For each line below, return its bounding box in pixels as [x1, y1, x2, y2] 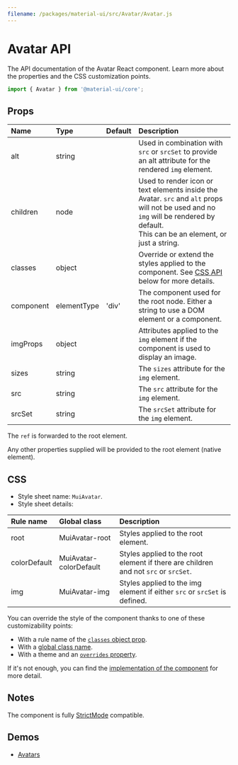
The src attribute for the [137, 384, 218, 394]
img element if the [137, 334, 197, 344]
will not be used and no [137, 203, 216, 212]
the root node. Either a [137, 297, 212, 307]
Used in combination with [137, 138, 223, 148]
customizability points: [7, 621, 73, 630]
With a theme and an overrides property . [17, 650, 137, 659]
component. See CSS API [137, 267, 223, 277]
